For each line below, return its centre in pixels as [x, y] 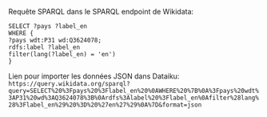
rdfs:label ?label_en [44, 47]
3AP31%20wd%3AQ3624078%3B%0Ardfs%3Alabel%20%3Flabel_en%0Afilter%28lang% [134, 98]
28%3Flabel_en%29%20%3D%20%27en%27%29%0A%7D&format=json [105, 105]
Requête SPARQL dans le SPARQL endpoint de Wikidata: [101, 12]
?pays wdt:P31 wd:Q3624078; [55, 40]
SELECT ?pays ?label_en [48, 26]
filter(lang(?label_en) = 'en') [62, 54]
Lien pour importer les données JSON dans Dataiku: [94, 76]
